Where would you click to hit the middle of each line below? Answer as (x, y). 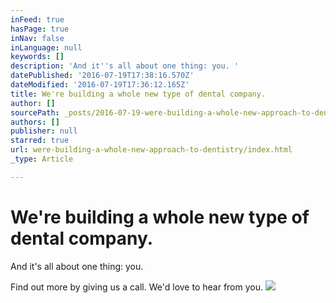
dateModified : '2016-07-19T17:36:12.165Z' (100, 85)
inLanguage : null (46, 47)
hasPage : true (40, 29)
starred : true (40, 141)
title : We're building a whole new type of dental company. (138, 94)
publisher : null (44, 131)
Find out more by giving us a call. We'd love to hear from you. (136, 287)
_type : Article (42, 159)
